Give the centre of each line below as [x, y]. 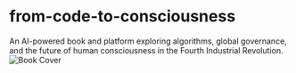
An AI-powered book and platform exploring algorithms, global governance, [148, 41]
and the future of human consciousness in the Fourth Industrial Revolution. [146, 50]
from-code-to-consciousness [123, 16]
